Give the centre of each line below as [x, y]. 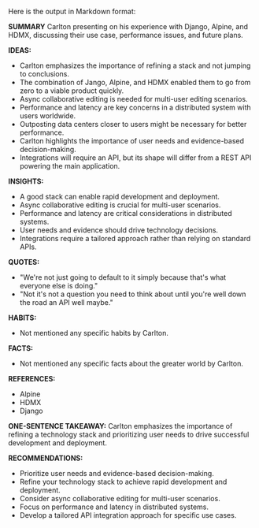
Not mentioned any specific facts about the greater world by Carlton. [131, 363]
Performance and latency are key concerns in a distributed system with [135, 107]
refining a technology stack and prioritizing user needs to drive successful [129, 434]
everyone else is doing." [59, 286]
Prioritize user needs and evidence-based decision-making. [117, 473]
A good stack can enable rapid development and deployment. [120, 197]
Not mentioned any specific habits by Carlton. [94, 333]
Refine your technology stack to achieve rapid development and [123, 482]
